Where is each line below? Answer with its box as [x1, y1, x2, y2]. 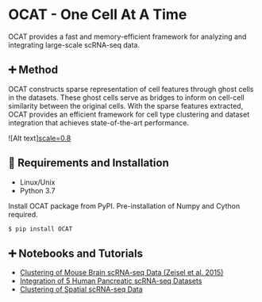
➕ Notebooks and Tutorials [8, 247, 144, 260]
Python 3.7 [19, 185, 56, 195]
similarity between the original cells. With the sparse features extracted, [8, 101, 244, 110]
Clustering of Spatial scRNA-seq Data [19, 285, 143, 294]
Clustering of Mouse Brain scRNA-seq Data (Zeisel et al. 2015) [19, 268, 224, 277]
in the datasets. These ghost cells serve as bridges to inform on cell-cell [8, 93, 245, 102]
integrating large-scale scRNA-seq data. [8, 40, 141, 49]
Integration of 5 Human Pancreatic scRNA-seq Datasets [19, 276, 202, 286]
